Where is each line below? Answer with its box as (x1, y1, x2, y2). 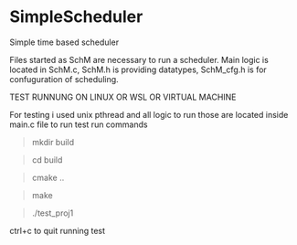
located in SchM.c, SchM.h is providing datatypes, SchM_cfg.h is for (9, 64, 267, 75)
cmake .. (31, 172, 65, 183)
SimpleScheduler (9, 6, 143, 27)
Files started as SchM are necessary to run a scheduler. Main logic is (9, 54, 270, 65)
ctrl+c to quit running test (9, 225, 106, 236)
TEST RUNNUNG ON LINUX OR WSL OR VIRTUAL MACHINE (9, 91, 237, 102)
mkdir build (31, 136, 75, 147)
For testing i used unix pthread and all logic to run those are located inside (9, 109, 289, 120)
